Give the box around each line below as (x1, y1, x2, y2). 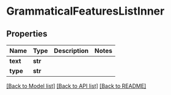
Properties (6, 29, 48, 39)
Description (54, 47, 89, 55)
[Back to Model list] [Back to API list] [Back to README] (6, 82, 147, 90)
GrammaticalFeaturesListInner (6, 4, 165, 18)
